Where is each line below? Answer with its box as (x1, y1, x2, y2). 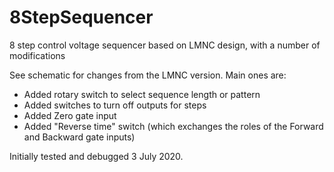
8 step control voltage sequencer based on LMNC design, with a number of (9, 39, 321, 51)
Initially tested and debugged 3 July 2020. (9, 150, 184, 162)
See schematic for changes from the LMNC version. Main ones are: (9, 69, 287, 81)
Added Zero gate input (23, 109, 117, 121)
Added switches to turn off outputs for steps (23, 99, 207, 111)
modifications (9, 49, 66, 61)
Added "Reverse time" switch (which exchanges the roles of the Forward (23, 120, 324, 132)
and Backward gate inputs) (23, 131, 136, 143)
